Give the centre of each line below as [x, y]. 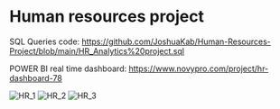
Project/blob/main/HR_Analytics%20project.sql [97, 50]
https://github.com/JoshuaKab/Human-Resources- [176, 41]
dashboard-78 [36, 77]
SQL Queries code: [45, 41]
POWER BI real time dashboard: [68, 68]
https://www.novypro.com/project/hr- [199, 68]
